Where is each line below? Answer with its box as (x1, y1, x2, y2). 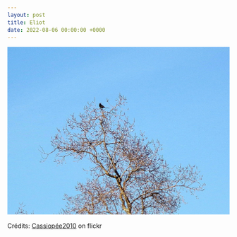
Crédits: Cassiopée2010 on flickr (7, 221, 102, 230)
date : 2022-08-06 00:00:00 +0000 (7, 26, 106, 33)
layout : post (7, 11, 46, 18)
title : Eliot (7, 18, 46, 26)
